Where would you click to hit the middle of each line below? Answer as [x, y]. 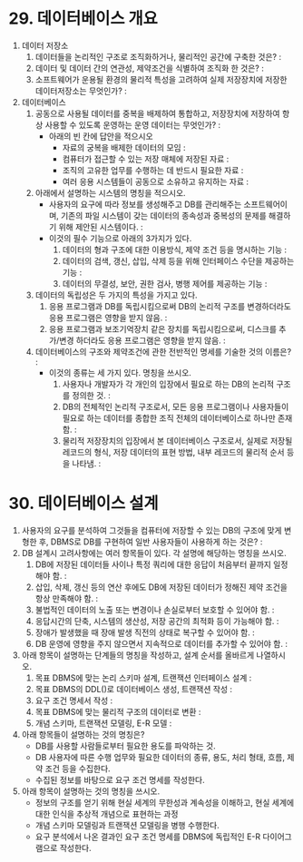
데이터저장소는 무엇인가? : [81, 91]
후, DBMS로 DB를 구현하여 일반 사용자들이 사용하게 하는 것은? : [151, 542]
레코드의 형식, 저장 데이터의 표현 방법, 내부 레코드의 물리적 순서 [173, 452]
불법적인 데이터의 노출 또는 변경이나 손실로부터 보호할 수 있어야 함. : [155, 610]
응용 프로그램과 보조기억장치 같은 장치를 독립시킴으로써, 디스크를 [163, 328]
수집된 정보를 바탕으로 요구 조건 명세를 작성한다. [120, 779]
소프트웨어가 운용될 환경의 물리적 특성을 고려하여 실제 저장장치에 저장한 [161, 79]
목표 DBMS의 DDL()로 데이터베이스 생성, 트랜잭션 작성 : [134, 689]
